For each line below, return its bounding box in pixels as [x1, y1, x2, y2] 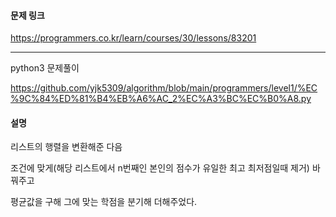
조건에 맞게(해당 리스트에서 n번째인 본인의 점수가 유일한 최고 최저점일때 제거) [10, 162, 310, 174]
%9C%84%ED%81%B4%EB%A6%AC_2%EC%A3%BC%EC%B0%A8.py [10, 93, 312, 105]
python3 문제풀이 [10, 62, 80, 74]
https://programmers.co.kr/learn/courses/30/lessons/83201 [10, 32, 257, 44]
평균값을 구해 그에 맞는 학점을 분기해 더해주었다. [10, 196, 198, 208]
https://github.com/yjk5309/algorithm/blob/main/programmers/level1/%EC [10, 82, 318, 94]
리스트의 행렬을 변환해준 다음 [10, 141, 123, 153]
